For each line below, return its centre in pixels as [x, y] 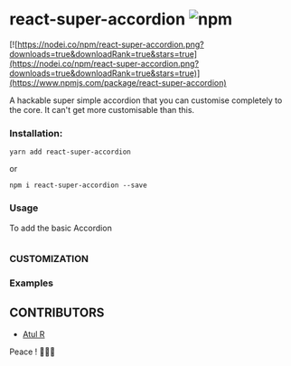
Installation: [36, 133]
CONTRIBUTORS [57, 312]
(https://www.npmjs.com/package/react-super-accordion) [118, 82]
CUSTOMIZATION [49, 259]
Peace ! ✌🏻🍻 [33, 352]
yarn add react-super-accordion [70, 152]
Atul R [33, 334]
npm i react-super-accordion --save [78, 185]
